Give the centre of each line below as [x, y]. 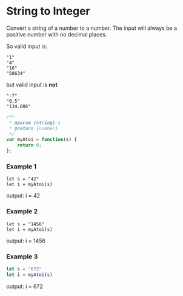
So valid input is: [27, 46]
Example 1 [22, 167]
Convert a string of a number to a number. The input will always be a [92, 28]
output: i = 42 [23, 196]
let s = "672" [24, 269]
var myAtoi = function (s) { [42, 140]
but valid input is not [32, 84]
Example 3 [22, 256]
